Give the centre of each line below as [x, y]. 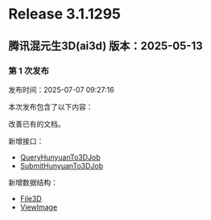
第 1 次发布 [29, 71]
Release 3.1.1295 [65, 14]
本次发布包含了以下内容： [51, 106]
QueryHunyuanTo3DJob [60, 157]
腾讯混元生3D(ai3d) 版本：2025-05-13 [105, 46]
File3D [31, 198]
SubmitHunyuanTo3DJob [61, 165]
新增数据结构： [33, 182]
